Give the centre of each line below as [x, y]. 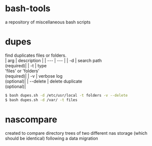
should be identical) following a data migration [52, 138]
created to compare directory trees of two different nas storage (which [76, 133]
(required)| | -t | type [26, 65]
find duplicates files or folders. [36, 55]
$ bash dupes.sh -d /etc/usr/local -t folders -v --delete [66, 95]
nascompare [31, 119]
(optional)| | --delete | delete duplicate [44, 81]
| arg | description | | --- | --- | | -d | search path [53, 60]
